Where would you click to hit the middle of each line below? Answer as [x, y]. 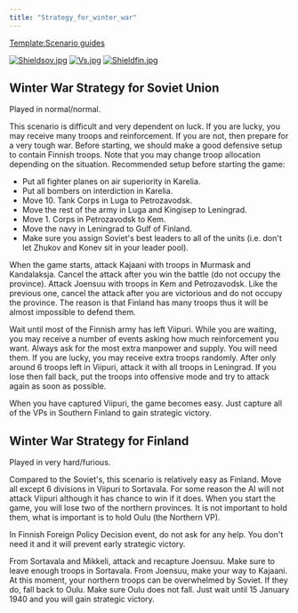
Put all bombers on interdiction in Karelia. [97, 191]
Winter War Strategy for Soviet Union [114, 89]
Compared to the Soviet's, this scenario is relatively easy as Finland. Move [145, 480]
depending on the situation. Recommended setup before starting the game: [147, 165]
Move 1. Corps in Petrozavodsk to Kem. [94, 220]
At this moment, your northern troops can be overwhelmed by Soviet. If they [149, 580]
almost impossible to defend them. [72, 312]
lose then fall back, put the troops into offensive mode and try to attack [139, 377]
